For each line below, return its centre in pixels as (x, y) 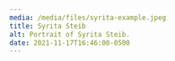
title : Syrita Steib (48, 26)
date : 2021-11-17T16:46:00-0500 (70, 43)
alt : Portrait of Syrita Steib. (70, 34)
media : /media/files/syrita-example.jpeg (88, 17)
